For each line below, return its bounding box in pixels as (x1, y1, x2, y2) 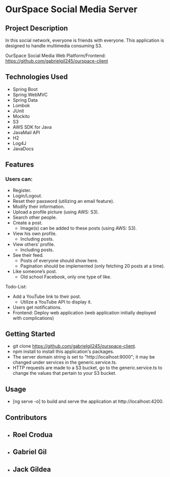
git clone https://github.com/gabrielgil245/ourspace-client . (12, 343, 136, 349)
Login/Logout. (12, 192, 42, 199)
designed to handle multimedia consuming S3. (5, 43, 103, 49)
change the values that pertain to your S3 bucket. (12, 370, 117, 376)
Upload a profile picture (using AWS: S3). (12, 208, 99, 215)
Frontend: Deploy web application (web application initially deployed (12, 309, 156, 316)
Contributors (5, 413, 47, 422)
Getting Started (5, 330, 55, 338)
